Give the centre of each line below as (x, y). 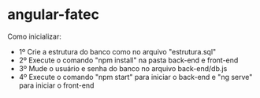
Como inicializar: (35, 36)
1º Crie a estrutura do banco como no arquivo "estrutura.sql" (117, 51)
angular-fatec (54, 15)
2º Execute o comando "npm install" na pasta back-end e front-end (128, 60)
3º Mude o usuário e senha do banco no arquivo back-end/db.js (123, 68)
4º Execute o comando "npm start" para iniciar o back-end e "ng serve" (136, 77)
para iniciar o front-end (56, 85)
